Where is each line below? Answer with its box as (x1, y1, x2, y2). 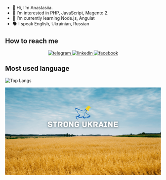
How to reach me (5, 37, 58, 45)
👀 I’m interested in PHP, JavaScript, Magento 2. (12, 10, 109, 16)
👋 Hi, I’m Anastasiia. (12, 5, 53, 10)
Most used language (5, 64, 70, 73)
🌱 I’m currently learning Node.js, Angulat (12, 15, 95, 21)
